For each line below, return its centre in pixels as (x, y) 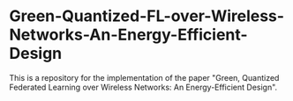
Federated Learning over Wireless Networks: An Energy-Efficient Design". (143, 87)
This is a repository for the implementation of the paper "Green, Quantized (144, 77)
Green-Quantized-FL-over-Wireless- (147, 16)
